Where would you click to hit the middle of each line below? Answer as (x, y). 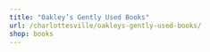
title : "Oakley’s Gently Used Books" (80, 17)
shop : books (31, 33)
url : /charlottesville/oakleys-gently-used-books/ (105, 26)
